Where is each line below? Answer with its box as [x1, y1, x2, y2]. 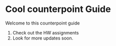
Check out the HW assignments [12, 29, 79, 35]
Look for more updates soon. [12, 35, 73, 41]
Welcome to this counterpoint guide [5, 20, 80, 26]
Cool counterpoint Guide [5, 3, 111, 15]
